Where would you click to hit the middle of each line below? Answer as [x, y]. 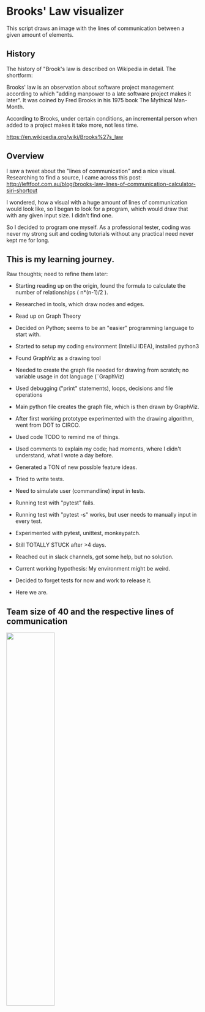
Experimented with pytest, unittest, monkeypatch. [78, 533]
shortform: [20, 75]
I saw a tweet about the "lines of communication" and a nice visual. [91, 171]
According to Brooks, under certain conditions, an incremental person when [102, 118]
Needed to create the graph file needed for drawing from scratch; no [102, 370]
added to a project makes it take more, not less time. [73, 125]
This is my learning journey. [61, 259]
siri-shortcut [22, 190]
